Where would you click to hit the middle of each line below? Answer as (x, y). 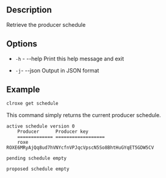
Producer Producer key (53, 132)
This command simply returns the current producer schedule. (84, 115)
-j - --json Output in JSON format (57, 70)
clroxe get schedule (33, 104)
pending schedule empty (37, 158)
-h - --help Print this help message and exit (69, 59)
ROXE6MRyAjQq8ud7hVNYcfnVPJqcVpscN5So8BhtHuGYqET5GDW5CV (80, 148)
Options (22, 44)
